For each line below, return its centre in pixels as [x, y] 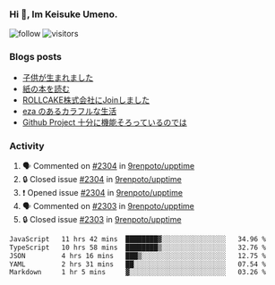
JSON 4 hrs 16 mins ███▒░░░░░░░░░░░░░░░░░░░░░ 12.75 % [138, 256]
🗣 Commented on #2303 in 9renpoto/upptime [108, 205]
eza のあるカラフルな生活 [69, 111]
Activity [27, 146]
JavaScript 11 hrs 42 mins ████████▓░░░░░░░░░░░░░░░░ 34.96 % [138, 239]
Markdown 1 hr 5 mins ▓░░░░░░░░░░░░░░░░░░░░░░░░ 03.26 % [138, 272]
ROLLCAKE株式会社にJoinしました [86, 100]
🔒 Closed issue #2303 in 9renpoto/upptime [102, 219]
